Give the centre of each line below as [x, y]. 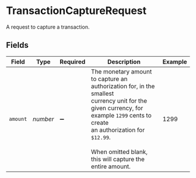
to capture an [109, 79]
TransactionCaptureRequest [76, 11]
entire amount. [111, 166]
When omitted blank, [119, 152]
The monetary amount [122, 71]
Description [124, 61]
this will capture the [118, 159]
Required [73, 61]
